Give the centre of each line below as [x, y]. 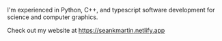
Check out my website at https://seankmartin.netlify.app [86, 30]
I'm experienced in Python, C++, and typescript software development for [111, 10]
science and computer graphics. [53, 17]
